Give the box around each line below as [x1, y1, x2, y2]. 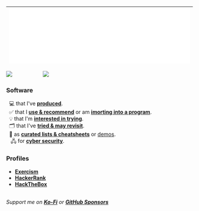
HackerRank [14, 174, 46, 181]
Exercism [14, 168, 38, 175]
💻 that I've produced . [8, 100, 63, 107]
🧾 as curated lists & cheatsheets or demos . [8, 131, 116, 138]
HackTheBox [14, 180, 47, 187]
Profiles [6, 155, 30, 163]
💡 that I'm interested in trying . [8, 115, 84, 122]
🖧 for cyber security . [10, 138, 65, 145]
